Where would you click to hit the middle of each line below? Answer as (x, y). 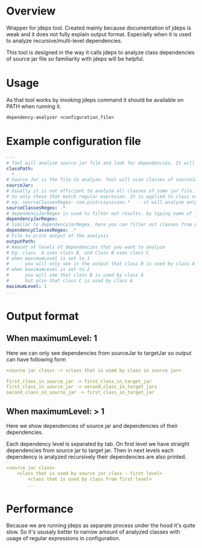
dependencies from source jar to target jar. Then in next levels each (90, 450)
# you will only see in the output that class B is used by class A (101, 264)
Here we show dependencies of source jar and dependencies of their (92, 426)
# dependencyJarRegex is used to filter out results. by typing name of (99, 213)
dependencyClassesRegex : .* (41, 231)
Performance (40, 509)
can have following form (36, 359)
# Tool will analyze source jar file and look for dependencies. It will (101, 163)
